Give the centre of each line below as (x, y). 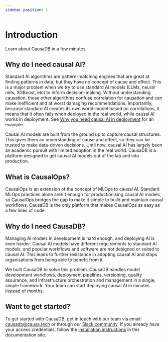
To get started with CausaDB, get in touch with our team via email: (73, 319)
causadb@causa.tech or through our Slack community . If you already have (82, 324)
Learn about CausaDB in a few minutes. (46, 49)
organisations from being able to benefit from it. (55, 260)
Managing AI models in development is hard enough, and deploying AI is (80, 238)
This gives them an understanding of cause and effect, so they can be (78, 140)
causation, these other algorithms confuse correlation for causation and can (84, 98)
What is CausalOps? (38, 177)
